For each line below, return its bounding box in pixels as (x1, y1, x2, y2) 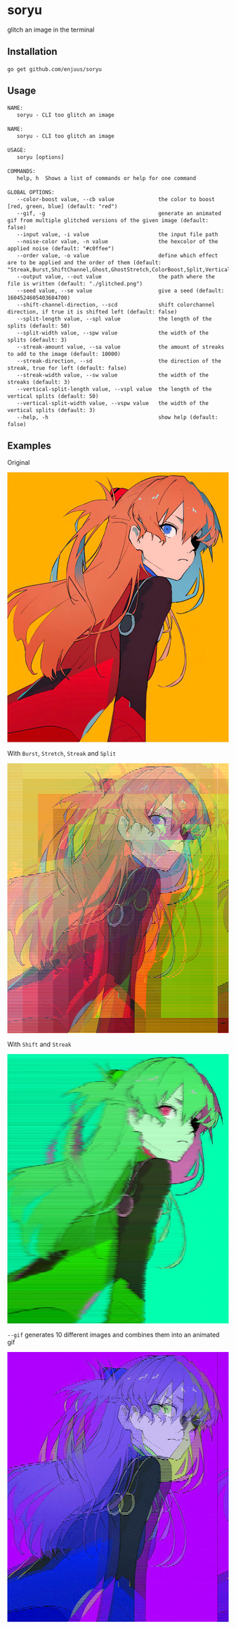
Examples (7, 439, 51, 451)
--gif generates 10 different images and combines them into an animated (7, 1331, 220, 1339)
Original (7, 458, 30, 467)
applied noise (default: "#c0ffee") (7, 245, 114, 252)
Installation (7, 46, 58, 58)
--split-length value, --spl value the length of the (16, 315, 212, 322)
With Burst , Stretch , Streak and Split (7, 749, 117, 758)
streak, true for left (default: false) (7, 364, 128, 371)
